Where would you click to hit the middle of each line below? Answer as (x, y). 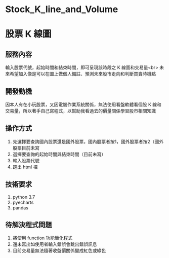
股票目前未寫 (26, 148)
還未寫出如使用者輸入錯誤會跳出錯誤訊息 (55, 244)
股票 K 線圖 (28, 34)
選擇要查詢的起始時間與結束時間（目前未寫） (59, 154)
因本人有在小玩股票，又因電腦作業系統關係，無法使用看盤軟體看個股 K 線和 (83, 104)
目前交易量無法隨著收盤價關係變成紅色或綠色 (59, 251)
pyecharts (23, 202)
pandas (20, 208)
